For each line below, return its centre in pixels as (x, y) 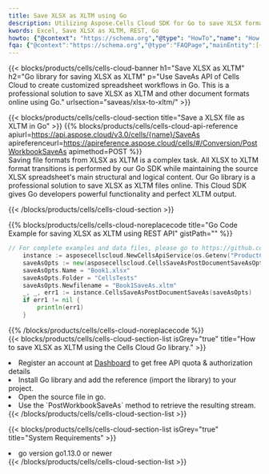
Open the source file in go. (62, 396)
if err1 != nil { (52, 301)
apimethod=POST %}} (105, 152)
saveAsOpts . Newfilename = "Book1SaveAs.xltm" (100, 285)
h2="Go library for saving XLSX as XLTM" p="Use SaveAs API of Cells (124, 77)
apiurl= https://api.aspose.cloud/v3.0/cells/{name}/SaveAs (104, 135)
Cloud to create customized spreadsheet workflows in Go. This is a (119, 86)
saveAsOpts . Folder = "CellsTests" (80, 278)
